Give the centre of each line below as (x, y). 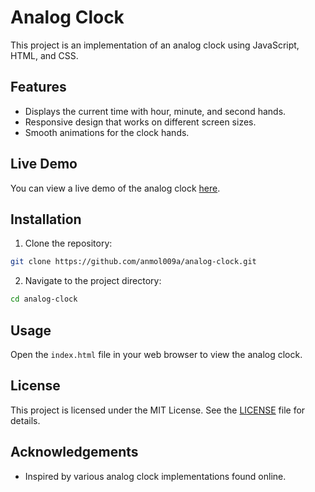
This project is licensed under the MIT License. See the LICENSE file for (158, 410)
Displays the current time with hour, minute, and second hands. (155, 111)
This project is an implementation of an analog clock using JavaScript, (155, 45)
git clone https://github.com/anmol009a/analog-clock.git (133, 262)
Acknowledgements (74, 452)
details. (25, 420)
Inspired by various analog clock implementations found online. (155, 476)
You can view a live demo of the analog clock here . (115, 188)
